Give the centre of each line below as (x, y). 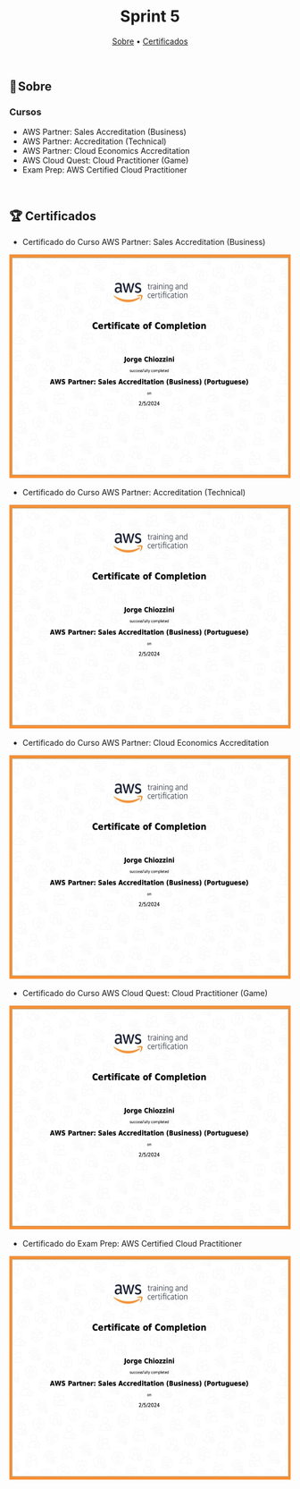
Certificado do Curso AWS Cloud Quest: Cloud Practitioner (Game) (145, 994)
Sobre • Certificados (150, 41)
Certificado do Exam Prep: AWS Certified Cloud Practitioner (132, 1244)
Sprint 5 (150, 17)
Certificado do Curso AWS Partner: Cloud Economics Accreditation (146, 743)
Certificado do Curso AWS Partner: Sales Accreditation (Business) (144, 242)
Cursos (25, 112)
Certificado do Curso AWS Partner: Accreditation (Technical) (134, 493)
